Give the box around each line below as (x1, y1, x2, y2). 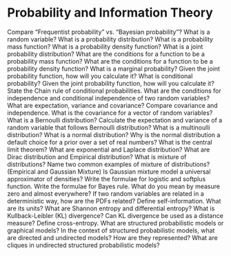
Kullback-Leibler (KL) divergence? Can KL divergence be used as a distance (7, 211, 224, 219)
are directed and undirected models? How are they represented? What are (7, 233, 219, 241)
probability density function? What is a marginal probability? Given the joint (7, 64, 221, 73)
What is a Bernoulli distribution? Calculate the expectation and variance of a (7, 116, 223, 124)
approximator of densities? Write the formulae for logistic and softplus (7, 174, 206, 183)
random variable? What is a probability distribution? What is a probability (7, 35, 214, 43)
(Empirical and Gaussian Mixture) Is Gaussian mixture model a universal (7, 167, 211, 176)
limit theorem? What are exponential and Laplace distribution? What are (7, 145, 210, 154)
